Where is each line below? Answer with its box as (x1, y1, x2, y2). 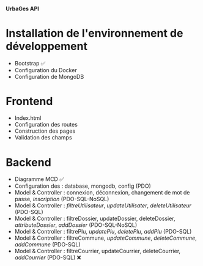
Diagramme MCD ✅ (14, 175, 65, 183)
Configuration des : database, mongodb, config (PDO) (14, 182, 151, 190)
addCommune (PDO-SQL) (14, 241, 81, 248)
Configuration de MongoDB (14, 73, 84, 80)
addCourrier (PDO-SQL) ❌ (14, 254, 81, 261)
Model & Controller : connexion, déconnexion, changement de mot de (14, 189, 190, 196)
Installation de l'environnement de (6, 26, 183, 40)
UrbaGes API (6, 5, 39, 12)
